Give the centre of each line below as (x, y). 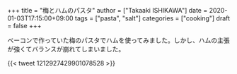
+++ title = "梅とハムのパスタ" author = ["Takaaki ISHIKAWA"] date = (108, 10)
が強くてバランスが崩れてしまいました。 (66, 49)
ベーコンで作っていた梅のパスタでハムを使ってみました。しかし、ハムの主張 (118, 40)
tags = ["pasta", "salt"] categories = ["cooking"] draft (152, 18)
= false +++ (24, 26)
